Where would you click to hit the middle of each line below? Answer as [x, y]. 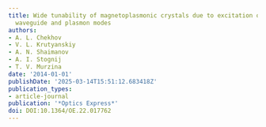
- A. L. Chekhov [35, 37]
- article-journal [38, 96]
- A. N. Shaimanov [38, 52]
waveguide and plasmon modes [63, 23]
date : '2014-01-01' [40, 74]
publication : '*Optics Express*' [63, 103]
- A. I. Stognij [35, 60]
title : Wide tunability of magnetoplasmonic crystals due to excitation [131, 15]
